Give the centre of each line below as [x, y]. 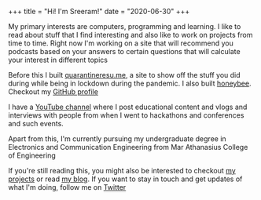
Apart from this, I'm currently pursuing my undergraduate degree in [117, 139]
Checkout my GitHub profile [53, 92]
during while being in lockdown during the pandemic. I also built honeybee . [130, 83]
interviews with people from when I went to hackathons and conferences [126, 115]
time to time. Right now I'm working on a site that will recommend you [121, 43]
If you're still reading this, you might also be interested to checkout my [122, 171]
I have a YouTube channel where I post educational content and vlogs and [128, 107]
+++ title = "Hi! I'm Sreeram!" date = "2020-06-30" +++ [99, 11]
